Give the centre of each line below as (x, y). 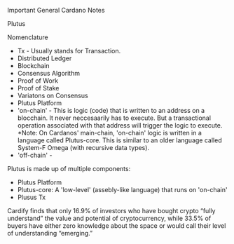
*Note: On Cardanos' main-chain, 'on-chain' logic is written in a (109, 133)
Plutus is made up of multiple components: (69, 169)
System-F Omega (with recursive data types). (83, 148)
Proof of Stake (38, 88)
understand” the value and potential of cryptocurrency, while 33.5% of (109, 218)
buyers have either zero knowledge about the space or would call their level (117, 226)
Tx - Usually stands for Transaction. (69, 51)
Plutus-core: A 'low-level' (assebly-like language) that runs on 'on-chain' (122, 190)
